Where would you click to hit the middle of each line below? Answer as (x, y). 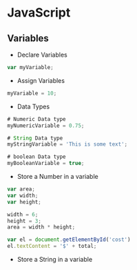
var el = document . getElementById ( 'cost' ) (69, 240)
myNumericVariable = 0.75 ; (46, 126)
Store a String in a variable (55, 259)
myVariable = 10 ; (32, 93)
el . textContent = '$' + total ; (52, 247)
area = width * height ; (41, 227)
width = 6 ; (23, 214)
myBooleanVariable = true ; (46, 164)
